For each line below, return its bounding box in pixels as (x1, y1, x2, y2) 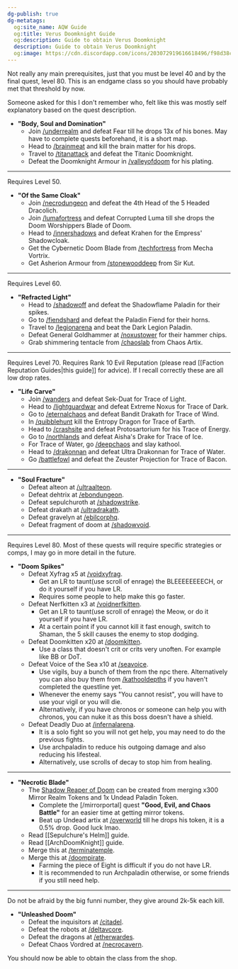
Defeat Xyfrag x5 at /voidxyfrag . (28, 569, 123, 578)
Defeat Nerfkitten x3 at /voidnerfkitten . (28, 599, 142, 608)
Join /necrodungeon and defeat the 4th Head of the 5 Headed (28, 198, 210, 207)
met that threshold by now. (7, 84, 86, 93)
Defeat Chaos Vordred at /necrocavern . (28, 940, 144, 948)
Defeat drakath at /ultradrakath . (28, 505, 120, 514)
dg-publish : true (7, 10, 59, 18)
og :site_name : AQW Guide (13, 23, 87, 30)
